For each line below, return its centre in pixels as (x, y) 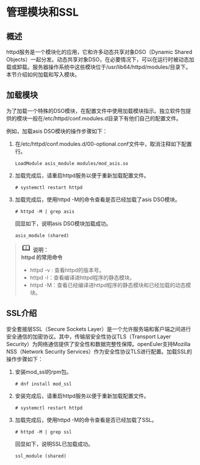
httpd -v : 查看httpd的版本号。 (67, 270)
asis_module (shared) (42, 236)
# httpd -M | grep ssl (43, 432)
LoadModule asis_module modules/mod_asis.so (71, 163)
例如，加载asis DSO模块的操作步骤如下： (57, 131)
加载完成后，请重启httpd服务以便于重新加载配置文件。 (82, 175)
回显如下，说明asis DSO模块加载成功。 (63, 223)
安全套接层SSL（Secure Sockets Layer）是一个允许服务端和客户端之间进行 (98, 329)
